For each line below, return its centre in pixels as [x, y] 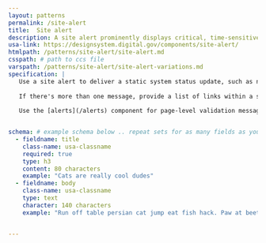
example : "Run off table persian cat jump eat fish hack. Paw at [133, 213]
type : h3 [37, 161]
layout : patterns [37, 15]
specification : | [37, 74]
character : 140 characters [67, 205]
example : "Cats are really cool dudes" [88, 176]
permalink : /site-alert [47, 23]
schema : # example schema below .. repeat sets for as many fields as [127, 132]
